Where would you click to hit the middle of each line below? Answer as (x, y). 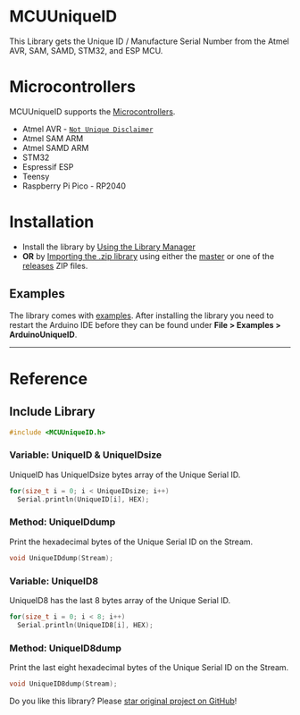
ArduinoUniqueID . (43, 334)
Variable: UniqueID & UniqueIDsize (86, 455)
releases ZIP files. (55, 265)
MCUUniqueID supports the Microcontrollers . (92, 111)
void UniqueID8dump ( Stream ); (63, 684)
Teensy (36, 176)
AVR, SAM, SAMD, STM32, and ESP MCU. (86, 50)
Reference (48, 379)
